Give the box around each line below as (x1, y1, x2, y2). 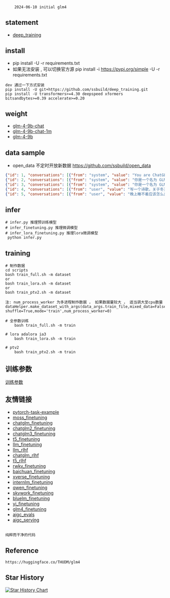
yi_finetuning (12, 501, 39, 507)
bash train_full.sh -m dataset (5, 272, 71, 277)
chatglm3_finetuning (12, 431, 56, 437)
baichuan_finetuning (12, 468, 56, 474)
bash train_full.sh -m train (14, 323, 76, 328)
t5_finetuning (12, 436, 40, 442)
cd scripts (5, 268, 28, 273)
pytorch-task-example (12, 409, 59, 415)
